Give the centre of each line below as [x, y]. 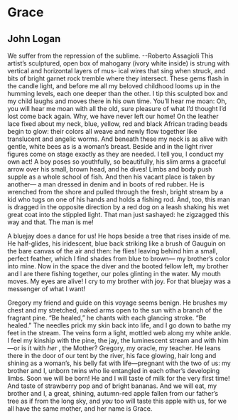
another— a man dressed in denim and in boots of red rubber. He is [106, 184]
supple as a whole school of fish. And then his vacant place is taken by [111, 177]
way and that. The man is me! [50, 222]
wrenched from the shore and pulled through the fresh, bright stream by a [115, 192]
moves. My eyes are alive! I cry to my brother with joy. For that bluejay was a [119, 281]
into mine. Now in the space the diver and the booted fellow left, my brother [118, 266]
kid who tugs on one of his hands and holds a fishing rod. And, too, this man [119, 199]
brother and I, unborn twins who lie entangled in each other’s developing [114, 371]
